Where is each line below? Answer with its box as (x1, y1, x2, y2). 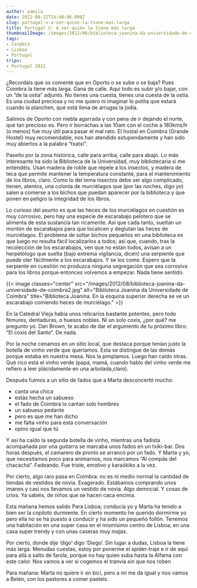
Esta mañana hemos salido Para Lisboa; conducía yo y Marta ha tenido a (6, 503, 182, 510)
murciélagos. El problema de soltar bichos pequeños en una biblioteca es (6, 232, 184, 239)
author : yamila (6, 8, 43, 15)
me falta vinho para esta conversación (14, 419, 107, 426)
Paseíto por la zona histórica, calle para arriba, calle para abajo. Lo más (6, 152, 179, 159)
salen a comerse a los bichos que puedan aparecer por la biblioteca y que (6, 189, 185, 196)
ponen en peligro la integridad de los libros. (6, 195, 111, 202)
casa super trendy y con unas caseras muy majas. (6, 528, 128, 535)
